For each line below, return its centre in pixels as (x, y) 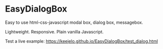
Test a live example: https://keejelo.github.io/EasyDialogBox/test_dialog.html (81, 41)
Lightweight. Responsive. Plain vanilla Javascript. (54, 32)
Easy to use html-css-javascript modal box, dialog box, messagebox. (74, 22)
